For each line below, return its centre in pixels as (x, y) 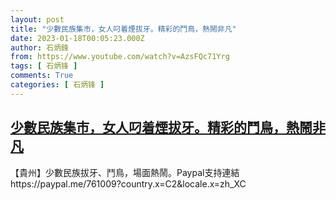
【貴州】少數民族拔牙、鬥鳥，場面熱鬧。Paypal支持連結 (125, 172)
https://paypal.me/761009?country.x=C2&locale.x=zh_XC (128, 183)
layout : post (37, 19)
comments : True (42, 76)
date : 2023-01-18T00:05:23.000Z (77, 38)
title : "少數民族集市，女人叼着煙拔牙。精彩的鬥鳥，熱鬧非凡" (123, 29)
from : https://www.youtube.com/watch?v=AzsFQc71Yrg (120, 57)
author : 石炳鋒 (39, 47)
